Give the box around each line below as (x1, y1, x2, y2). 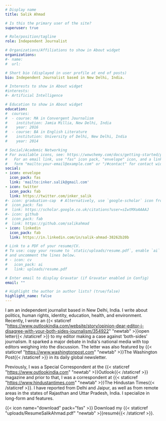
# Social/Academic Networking (5, 148, 68, 153)
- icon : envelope (5, 171, 41, 176)
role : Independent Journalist (5, 39, 68, 44)
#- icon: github (5, 212, 39, 217)
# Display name (5, 7, 37, 12)
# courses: (5, 111, 30, 116)
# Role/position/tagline (5, 34, 56, 39)
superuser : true (5, 25, 39, 30)
